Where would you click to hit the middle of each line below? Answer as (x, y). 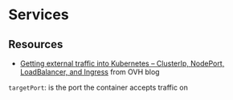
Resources (36, 44)
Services (39, 15)
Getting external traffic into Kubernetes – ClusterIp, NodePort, (122, 63)
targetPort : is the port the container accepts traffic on (98, 87)
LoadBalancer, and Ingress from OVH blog (90, 72)
